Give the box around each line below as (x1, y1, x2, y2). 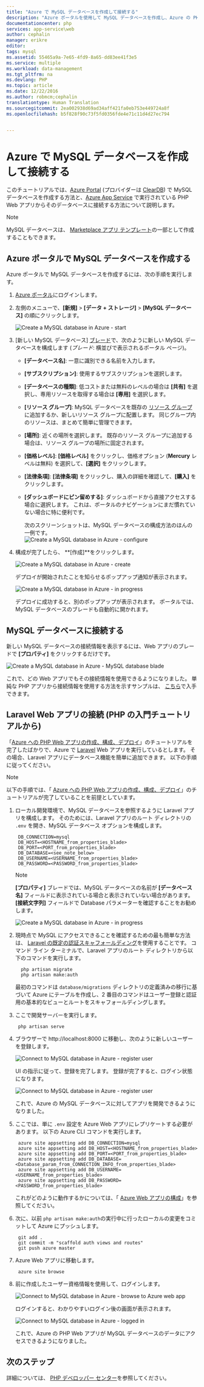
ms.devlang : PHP (6, 77, 47, 83)
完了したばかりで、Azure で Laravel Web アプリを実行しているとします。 (6, 746, 189, 753)
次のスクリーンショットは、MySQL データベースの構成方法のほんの (24, 521, 193, 529)
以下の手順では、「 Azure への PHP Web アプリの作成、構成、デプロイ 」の (6, 786, 192, 793)
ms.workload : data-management (6, 65, 83, 72)
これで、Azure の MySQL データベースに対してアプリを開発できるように (15, 1099, 196, 1107)
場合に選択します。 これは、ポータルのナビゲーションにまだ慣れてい (24, 501, 195, 509)
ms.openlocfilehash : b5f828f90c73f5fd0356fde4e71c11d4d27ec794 (6, 111, 170, 117)
